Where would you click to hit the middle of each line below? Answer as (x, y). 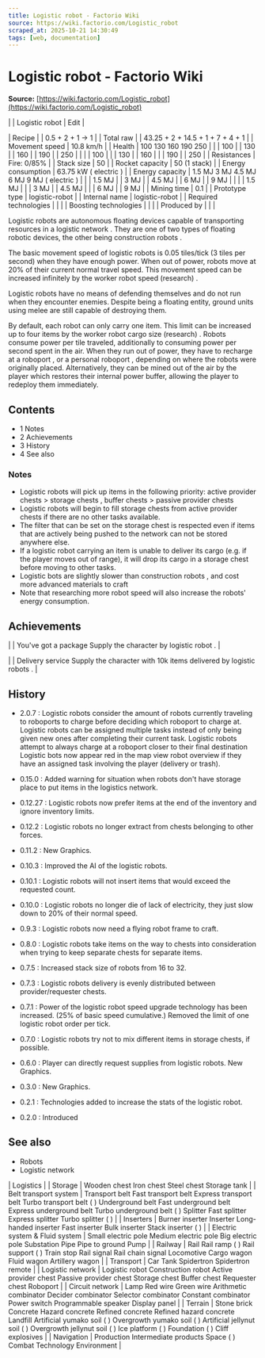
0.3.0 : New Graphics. (55, 1086)
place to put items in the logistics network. (89, 787)
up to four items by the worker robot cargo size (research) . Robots (117, 335)
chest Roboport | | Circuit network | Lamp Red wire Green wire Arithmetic (127, 1286)
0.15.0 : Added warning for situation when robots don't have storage (130, 778)
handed (21, 1227)
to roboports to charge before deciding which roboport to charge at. (131, 721)
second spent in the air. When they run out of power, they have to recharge (131, 351)
